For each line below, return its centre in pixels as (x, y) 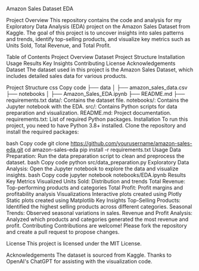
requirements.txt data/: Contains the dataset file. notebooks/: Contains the (97, 100)
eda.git (15, 149)
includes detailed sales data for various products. (67, 76)
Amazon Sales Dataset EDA (40, 9)
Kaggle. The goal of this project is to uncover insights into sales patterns (95, 33)
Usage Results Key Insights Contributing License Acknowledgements (91, 63)
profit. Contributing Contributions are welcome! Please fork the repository (97, 225)
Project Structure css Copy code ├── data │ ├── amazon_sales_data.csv (97, 88)
